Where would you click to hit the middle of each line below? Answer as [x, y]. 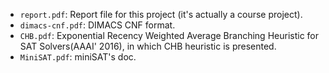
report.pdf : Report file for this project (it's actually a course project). [161, 14]
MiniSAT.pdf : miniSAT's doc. [78, 57]
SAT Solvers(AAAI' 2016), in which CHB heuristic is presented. [148, 46]
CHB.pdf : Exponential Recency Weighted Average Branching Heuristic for [169, 35]
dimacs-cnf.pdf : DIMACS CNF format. [97, 25]
